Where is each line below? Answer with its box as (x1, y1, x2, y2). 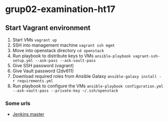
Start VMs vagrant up (12, 37, 57, 43)
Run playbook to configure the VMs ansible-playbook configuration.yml (12, 83, 163, 89)
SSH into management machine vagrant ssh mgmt (12, 42, 115, 48)
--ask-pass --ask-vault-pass (35, 58, 96, 63)
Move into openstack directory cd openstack (12, 48, 104, 53)
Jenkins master (12, 111, 45, 117)
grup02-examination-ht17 (5, 4, 115, 15)
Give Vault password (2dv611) (12, 68, 74, 74)
